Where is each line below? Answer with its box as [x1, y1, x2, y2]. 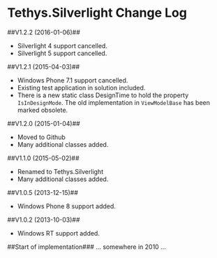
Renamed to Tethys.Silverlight [17, 167, 103, 175]
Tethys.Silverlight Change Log [7, 5, 187, 21]
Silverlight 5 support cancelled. [17, 49, 107, 57]
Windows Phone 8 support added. [17, 201, 117, 210]
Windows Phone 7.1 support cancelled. [17, 76, 128, 85]
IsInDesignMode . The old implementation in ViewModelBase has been [17, 98, 211, 106]
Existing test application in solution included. [17, 83, 146, 92]
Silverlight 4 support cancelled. [17, 41, 108, 50]
